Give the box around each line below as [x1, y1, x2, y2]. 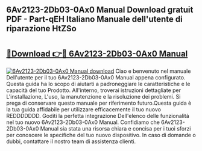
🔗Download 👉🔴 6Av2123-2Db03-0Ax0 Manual [6, 48, 188, 59]
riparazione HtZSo [6, 23, 77, 34]
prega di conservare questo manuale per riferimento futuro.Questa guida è [6, 99, 192, 106]
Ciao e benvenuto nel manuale [115, 67, 191, 75]
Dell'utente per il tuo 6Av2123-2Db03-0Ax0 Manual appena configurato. [6, 74, 186, 81]
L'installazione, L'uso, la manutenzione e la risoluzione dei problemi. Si [6, 93, 181, 100]
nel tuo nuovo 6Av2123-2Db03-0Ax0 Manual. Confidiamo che [6, 119, 160, 126]
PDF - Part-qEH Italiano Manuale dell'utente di [6, 14, 183, 25]
